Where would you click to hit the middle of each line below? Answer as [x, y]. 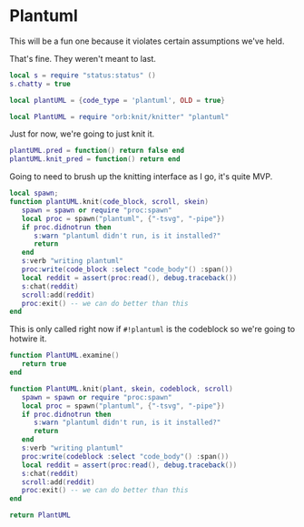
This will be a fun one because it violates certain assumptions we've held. [147, 41]
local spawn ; [34, 193]
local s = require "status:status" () [83, 75]
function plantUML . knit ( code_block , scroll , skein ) [109, 202]
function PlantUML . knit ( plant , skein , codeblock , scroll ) [121, 389]
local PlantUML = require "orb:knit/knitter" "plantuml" [119, 117]
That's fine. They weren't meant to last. [83, 58]
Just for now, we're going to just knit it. [82, 134]
